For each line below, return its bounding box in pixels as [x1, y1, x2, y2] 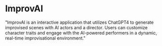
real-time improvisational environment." [5, 35, 86, 41]
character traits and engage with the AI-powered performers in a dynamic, [5, 30, 158, 36]
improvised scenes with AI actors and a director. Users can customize [5, 24, 148, 30]
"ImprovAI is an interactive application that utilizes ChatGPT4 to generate [5, 19, 154, 25]
